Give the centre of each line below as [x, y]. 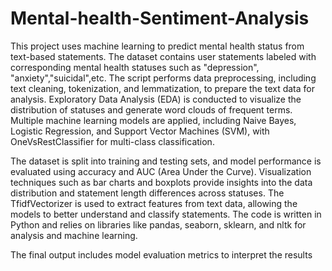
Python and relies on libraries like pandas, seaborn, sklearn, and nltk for [158, 224]
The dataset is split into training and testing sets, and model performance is [166, 161]
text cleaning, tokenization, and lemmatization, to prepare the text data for [163, 88]
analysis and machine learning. [74, 235]
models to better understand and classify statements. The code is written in [166, 214]
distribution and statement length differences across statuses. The [147, 193]
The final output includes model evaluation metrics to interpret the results [161, 254]
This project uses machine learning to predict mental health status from [157, 46]
